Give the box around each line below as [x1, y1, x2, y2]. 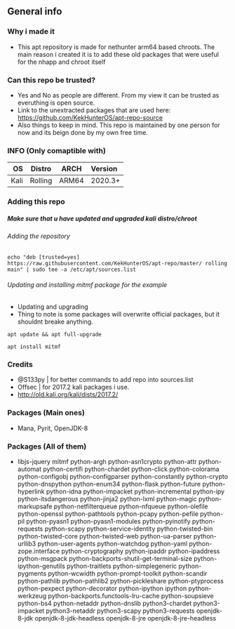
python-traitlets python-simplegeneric [66, 562, 177, 570]
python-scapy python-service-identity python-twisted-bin [44, 524, 213, 533]
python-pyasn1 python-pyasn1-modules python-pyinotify [26, 517, 191, 525]
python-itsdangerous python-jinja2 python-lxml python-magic [17, 494, 198, 503]
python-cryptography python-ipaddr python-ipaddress [61, 547, 220, 555]
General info [7, 6, 62, 18]
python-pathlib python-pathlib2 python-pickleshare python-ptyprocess [17, 576, 224, 585]
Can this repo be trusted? [7, 75, 96, 85]
